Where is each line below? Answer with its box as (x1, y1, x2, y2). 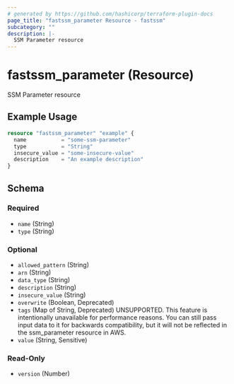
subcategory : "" (7, 23, 55, 30)
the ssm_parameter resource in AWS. (17, 328, 127, 337)
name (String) (17, 219, 54, 228)
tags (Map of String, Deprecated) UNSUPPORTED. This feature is (17, 306, 208, 315)
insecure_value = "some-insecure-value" (13, 149, 134, 156)
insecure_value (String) (17, 291, 86, 299)
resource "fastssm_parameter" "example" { (7, 129, 134, 136)
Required (7, 203, 40, 213)
